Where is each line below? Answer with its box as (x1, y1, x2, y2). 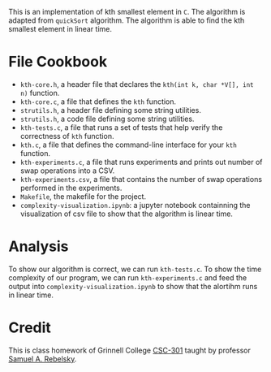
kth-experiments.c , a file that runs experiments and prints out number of (19, 157, 263, 167)
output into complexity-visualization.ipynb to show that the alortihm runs (8, 281, 258, 291)
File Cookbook (8, 53, 108, 71)
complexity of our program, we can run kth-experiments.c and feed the (8, 272, 247, 283)
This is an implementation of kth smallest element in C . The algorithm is (8, 7, 246, 16)
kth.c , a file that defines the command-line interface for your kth (19, 140, 237, 149)
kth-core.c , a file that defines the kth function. (19, 97, 177, 106)
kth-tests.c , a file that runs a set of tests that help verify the (19, 122, 223, 132)
